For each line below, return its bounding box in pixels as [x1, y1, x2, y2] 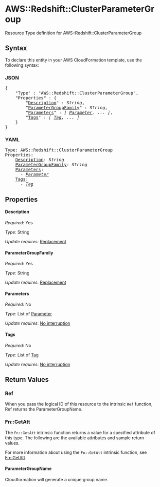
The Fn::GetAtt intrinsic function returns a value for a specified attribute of [5, 429, 156, 435]
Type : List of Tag [5, 352, 39, 358]
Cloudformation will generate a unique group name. [5, 476, 108, 482]
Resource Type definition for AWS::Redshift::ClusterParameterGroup [5, 30, 142, 36]
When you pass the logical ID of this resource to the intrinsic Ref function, [5, 401, 153, 407]
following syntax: [5, 62, 39, 68]
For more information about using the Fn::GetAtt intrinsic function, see [5, 449, 147, 455]
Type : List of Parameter [5, 311, 52, 317]
